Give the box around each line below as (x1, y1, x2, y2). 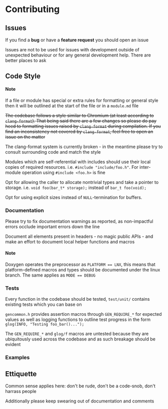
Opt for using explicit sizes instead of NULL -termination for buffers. (5, 194, 142, 200)
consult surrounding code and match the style (5, 149, 101, 155)
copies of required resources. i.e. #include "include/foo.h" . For (5, 164, 139, 170)
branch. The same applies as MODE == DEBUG (5, 272, 96, 278)
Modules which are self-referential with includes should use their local (5, 159, 151, 165)
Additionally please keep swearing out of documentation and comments (5, 398, 154, 404)
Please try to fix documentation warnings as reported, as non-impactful (5, 218, 153, 224)
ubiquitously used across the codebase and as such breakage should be (5, 336, 156, 342)
